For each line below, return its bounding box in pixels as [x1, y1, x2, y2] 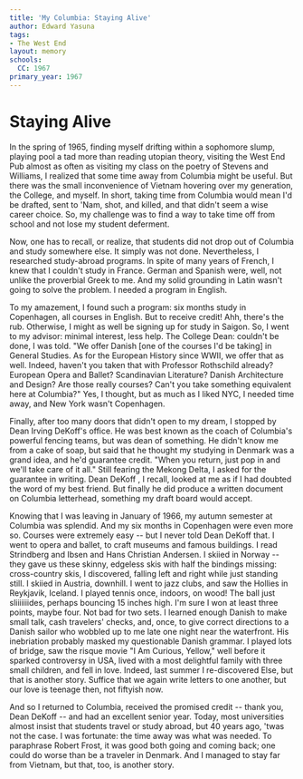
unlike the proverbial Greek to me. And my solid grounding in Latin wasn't [9, 274, 283, 286]
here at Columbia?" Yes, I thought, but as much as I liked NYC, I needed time [9, 388, 295, 399]
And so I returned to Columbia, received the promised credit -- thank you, [9, 701, 284, 712]
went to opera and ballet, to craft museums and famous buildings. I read [9, 539, 278, 550]
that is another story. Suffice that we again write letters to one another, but [9, 674, 287, 685]
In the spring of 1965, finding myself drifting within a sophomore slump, [9, 141, 276, 152]
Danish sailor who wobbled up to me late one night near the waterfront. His [9, 626, 289, 637]
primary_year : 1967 [9, 73, 83, 82]
